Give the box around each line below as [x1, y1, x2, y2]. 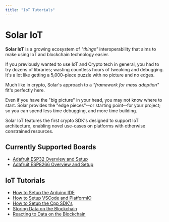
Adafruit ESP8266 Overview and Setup [12, 161, 94, 167]
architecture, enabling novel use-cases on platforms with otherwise [5, 122, 146, 129]
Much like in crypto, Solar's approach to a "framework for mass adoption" [5, 81, 159, 87]
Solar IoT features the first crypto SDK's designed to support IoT [5, 117, 139, 123]
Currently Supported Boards [5, 143, 96, 151]
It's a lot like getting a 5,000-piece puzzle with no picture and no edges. [5, 72, 155, 78]
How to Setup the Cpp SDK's [12, 200, 73, 206]
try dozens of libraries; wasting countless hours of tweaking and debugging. [5, 66, 164, 72]
